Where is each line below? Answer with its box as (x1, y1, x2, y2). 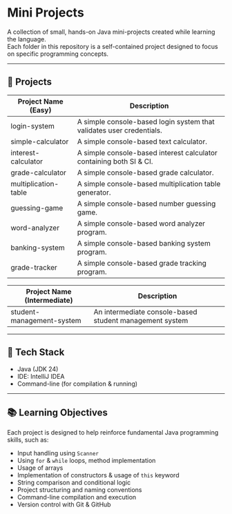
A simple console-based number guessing (77, 199, 216, 208)
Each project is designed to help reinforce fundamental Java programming (7, 428, 219, 437)
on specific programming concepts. (7, 50, 109, 58)
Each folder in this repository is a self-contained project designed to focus (7, 42, 219, 50)
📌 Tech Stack (7, 346, 65, 358)
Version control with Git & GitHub (17, 500, 112, 508)
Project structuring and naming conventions (17, 486, 142, 494)
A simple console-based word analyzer (77, 219, 206, 228)
